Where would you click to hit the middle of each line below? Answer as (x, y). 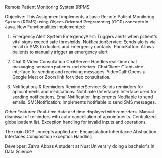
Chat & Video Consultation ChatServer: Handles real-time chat (74, 61)
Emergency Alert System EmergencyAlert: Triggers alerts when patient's (85, 36)
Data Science (18, 151)
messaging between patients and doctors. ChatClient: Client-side (78, 67)
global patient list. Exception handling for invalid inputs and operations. (76, 122)
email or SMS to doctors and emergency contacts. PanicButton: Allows (83, 47)
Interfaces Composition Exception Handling (49, 137)
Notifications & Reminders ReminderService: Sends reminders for (78, 87)
